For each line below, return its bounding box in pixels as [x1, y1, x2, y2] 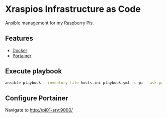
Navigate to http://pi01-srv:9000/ [5, 107, 73, 113]
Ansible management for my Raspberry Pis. [5, 20, 94, 26]
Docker [12, 47, 28, 53]
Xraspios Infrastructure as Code [5, 3, 141, 15]
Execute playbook [5, 67, 62, 75]
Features [5, 34, 33, 43]
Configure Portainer [5, 94, 69, 102]
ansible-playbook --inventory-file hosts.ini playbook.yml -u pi [5, 80, 143, 85]
